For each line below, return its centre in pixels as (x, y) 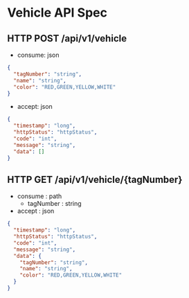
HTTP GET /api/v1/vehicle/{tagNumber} (95, 179)
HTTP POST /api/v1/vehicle (67, 38)
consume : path (39, 196)
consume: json (38, 55)
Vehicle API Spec (57, 13)
